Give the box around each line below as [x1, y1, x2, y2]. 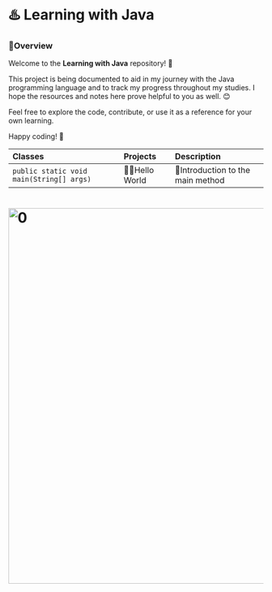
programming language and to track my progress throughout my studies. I [8, 83, 255, 93]
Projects [123, 151, 156, 162]
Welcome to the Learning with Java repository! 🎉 [8, 58, 173, 68]
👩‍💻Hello [123, 165, 155, 176]
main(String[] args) [12, 175, 91, 184]
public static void [12, 166, 87, 176]
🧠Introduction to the [174, 165, 251, 176]
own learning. [8, 116, 54, 126]
